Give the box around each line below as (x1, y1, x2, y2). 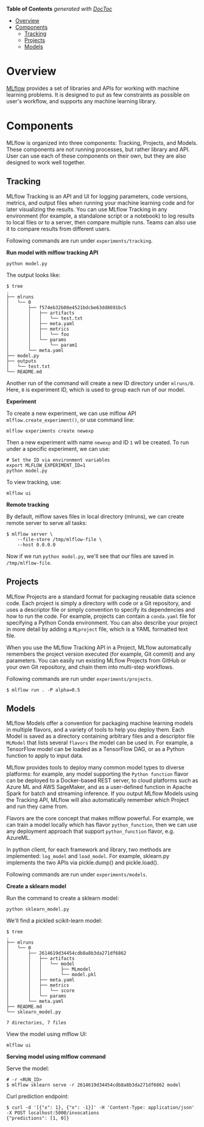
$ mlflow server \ (6, 531, 53, 537)
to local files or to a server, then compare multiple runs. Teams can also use (6, 218, 197, 226)
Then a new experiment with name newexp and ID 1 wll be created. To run (6, 438, 189, 446)
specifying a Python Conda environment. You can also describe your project (6, 619, 198, 626)
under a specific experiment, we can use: (6, 445, 110, 452)
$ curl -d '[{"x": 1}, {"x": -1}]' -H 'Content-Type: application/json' (6, 1104, 195, 1111)
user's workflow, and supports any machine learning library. (6, 97, 157, 105)
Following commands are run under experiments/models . (6, 871, 147, 878)
